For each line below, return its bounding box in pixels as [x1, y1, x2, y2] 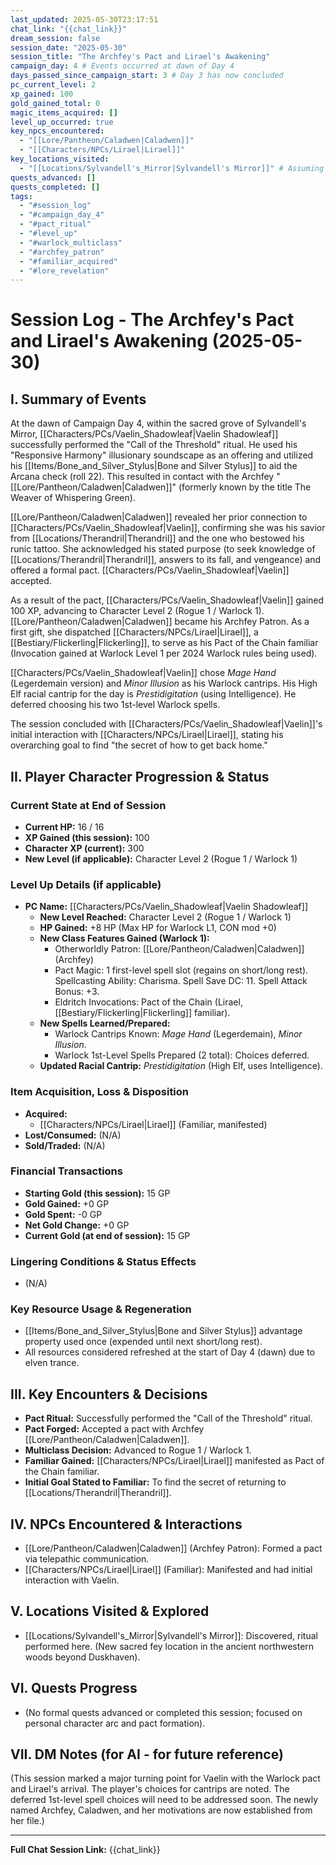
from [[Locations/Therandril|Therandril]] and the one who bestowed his [10, 532, 305, 545]
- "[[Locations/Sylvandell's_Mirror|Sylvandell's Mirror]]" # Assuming [19, 163, 325, 173]
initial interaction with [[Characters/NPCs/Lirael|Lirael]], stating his [10, 729, 284, 741]
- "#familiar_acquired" [19, 256, 118, 266]
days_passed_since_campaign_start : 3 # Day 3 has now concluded [10, 71, 284, 81]
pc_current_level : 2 [10, 80, 97, 90]
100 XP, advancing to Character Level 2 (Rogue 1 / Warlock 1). [10, 605, 265, 617]
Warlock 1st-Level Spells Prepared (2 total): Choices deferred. [54, 1049, 310, 1061]
